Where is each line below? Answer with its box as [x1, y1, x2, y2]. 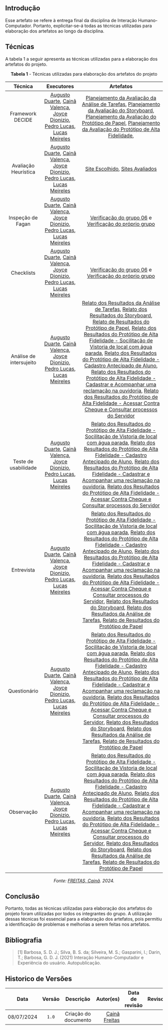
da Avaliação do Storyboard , [87, 107, 154, 114]
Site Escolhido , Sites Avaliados [85, 165, 157, 172]
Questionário [8, 687, 38, 694]
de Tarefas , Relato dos [94, 305, 147, 312]
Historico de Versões [5, 974, 72, 983]
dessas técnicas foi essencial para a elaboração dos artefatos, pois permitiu [5, 916, 162, 922]
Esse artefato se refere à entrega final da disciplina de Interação [5, 17, 137, 23]
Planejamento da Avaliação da [85, 94, 156, 101]
